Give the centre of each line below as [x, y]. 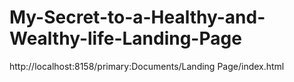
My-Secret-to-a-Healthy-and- [137, 17]
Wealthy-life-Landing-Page [125, 38]
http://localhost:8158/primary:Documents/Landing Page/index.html [147, 66]
